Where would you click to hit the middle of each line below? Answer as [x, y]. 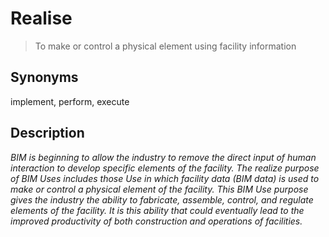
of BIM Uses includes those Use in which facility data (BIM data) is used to [165, 178]
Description [47, 133]
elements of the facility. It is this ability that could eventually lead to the [157, 210]
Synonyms [44, 77]
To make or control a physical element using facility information [165, 46]
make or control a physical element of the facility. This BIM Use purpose [159, 189]
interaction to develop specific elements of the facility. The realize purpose [165, 168]
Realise [41, 18]
